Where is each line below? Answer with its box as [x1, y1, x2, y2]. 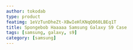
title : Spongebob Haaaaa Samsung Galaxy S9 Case [6, 24, 127, 30]
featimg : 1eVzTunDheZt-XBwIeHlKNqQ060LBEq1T [6, 19, 117, 25]
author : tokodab [6, 8, 46, 14]
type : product [6, 14, 41, 20]
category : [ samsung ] [6, 35, 57, 41]
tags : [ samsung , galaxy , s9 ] [6, 30, 77, 36]
